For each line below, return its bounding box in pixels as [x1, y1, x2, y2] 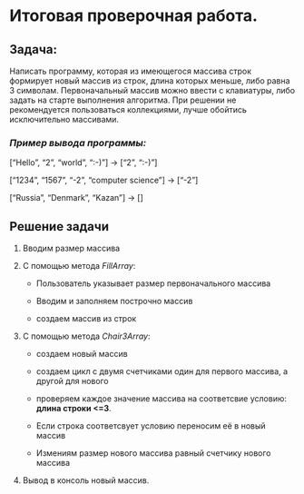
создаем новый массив [35, 349, 129, 360]
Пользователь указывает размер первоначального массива [35, 278, 271, 289]
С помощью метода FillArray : [22, 261, 136, 272]
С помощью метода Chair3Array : [22, 331, 151, 341]
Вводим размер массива [22, 242, 121, 254]
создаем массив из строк [35, 313, 137, 324]
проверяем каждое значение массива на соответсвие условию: [35, 393, 288, 404]
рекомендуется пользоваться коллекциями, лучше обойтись [9, 104, 248, 114]
